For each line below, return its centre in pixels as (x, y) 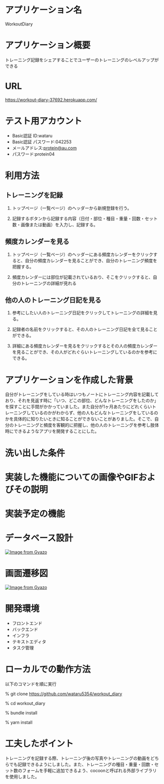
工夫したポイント (40, 743)
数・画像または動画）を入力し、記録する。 (55, 224)
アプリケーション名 (43, 10)
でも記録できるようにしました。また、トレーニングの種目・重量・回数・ (82, 764)
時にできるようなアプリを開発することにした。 (52, 431)
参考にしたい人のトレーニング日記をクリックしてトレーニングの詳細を (83, 313)
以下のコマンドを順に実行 (31, 684)
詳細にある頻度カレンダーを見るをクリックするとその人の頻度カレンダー (85, 346)
